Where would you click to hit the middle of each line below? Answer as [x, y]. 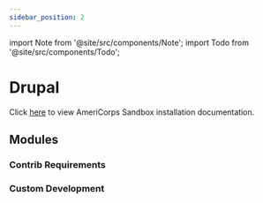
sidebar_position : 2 [47, 17]
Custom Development [57, 188]
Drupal [34, 87]
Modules [34, 139]
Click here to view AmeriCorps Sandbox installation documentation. [132, 112]
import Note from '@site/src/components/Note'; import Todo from [129, 42]
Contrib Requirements [57, 164]
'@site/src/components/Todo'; [65, 52]
